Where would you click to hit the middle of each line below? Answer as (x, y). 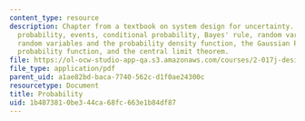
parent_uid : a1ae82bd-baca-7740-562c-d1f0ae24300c (107, 77)
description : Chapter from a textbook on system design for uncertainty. (152, 26)
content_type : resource (54, 18)
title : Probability (46, 94)
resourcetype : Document (54, 86)
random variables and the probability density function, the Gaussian (154, 43)
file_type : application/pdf (63, 69)
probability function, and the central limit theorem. (123, 52)
